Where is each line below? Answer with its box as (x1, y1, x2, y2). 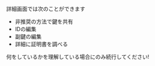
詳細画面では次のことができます (6, 5, 85, 12)
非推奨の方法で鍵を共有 (14, 18, 73, 25)
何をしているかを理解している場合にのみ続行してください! (6, 53, 150, 60)
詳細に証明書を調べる (14, 41, 68, 47)
